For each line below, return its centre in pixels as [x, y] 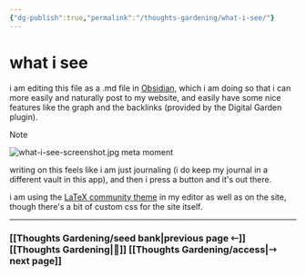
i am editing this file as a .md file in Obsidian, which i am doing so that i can [150, 88]
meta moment [148, 152]
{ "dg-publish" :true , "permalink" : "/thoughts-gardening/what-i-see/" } [142, 18]
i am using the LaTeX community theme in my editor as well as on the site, [148, 197]
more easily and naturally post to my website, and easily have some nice [145, 97]
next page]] [36, 261]
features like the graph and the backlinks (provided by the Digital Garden [146, 107]
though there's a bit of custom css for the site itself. [106, 206]
